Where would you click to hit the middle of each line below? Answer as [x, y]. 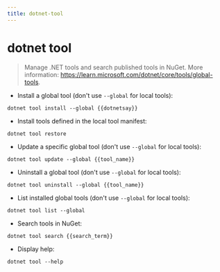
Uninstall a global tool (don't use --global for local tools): [99, 172]
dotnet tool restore [37, 134]
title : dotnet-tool [35, 14]
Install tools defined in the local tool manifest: [82, 121]
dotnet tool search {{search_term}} [60, 236]
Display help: [36, 249]
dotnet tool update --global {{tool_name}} [71, 159]
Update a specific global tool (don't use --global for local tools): [109, 146]
